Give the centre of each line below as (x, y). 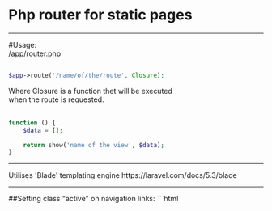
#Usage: (23, 44)
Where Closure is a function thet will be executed (90, 91)
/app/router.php (35, 53)
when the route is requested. (56, 99)
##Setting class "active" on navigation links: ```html (93, 199)
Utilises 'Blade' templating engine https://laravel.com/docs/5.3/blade (123, 175)
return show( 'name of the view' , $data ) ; (93, 145)
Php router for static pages (100, 15)
